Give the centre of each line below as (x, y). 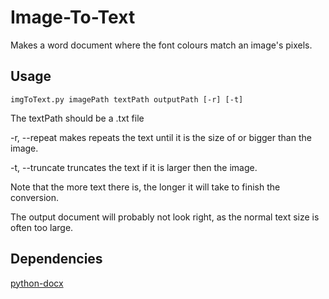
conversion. (34, 197)
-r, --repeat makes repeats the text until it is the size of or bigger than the (161, 137)
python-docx (37, 283)
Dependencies (56, 259)
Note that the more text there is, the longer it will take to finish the (145, 187)
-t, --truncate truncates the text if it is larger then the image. (134, 167)
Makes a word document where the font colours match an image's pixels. (161, 45)
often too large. (42, 227)
